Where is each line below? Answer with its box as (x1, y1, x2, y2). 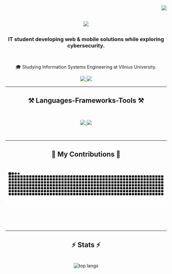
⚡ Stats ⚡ (71, 241, 101, 249)
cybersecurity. (67, 42, 105, 49)
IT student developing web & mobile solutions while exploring (8, 36, 164, 43)
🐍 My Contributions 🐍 (51, 150, 121, 158)
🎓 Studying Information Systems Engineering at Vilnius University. (15, 64, 157, 70)
